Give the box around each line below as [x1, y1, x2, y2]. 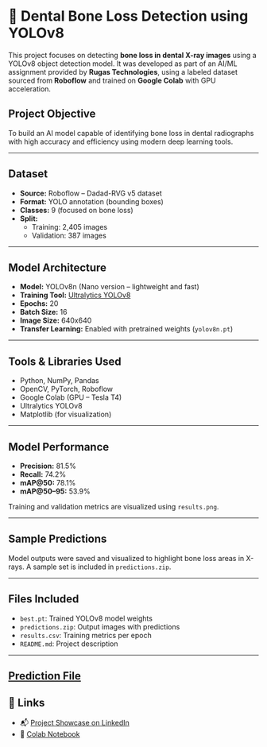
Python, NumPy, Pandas [19, 376, 99, 385]
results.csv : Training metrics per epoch [19, 630, 153, 640]
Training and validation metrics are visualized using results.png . [8, 502, 219, 511]
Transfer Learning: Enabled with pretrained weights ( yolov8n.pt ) [19, 324, 234, 334]
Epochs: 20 [19, 299, 59, 308]
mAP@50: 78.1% [19, 478, 76, 487]
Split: [19, 214, 38, 223]
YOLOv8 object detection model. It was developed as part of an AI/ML [8, 59, 238, 68]
